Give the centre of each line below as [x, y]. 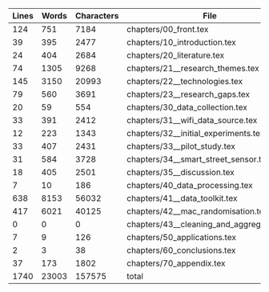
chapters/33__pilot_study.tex [181, 146]
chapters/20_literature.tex [176, 55]
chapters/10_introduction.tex [181, 42]
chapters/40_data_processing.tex [190, 185]
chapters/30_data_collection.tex [187, 107]
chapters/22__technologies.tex [185, 81]
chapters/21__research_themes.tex [193, 68]
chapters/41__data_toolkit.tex [182, 198]
